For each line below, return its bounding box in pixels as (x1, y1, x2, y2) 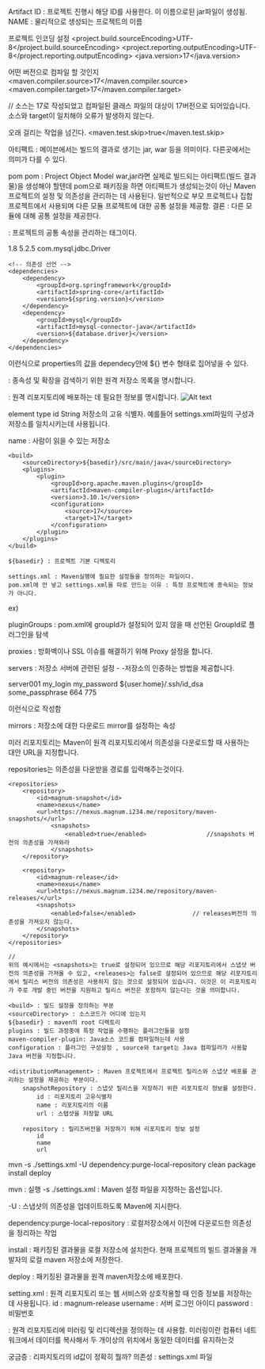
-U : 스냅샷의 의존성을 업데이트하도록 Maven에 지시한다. (8, 1202, 182, 1210)
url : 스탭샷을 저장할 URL (36, 1110, 114, 1118)
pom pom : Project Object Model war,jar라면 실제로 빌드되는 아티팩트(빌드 (8, 171, 242, 181)
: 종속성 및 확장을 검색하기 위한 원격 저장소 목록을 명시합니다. (8, 376, 196, 384)
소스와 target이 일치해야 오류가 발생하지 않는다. (8, 111, 154, 120)
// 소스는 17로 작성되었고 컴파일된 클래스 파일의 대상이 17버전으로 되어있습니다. (8, 101, 251, 110)
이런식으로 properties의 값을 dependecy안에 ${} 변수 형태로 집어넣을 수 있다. (8, 359, 249, 368)
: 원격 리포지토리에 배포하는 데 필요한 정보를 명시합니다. (8, 392, 180, 402)
